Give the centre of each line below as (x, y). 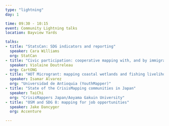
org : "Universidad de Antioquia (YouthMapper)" (61, 84)
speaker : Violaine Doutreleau (41, 65)
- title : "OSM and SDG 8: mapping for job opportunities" (67, 102)
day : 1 (12, 14)
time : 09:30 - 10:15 (27, 23)
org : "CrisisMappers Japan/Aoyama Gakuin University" (67, 97)
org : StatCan (23, 55)
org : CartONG (23, 70)
